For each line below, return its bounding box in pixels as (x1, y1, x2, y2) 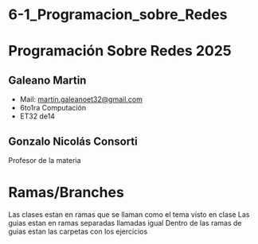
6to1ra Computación (19, 103, 86, 113)
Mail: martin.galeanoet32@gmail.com (19, 95, 143, 104)
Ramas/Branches (8, 184, 125, 202)
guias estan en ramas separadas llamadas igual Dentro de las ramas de (8, 218, 242, 227)
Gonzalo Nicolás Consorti (8, 134, 138, 148)
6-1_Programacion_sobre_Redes (8, 6, 228, 24)
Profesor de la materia (8, 156, 81, 165)
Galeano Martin (8, 73, 87, 87)
